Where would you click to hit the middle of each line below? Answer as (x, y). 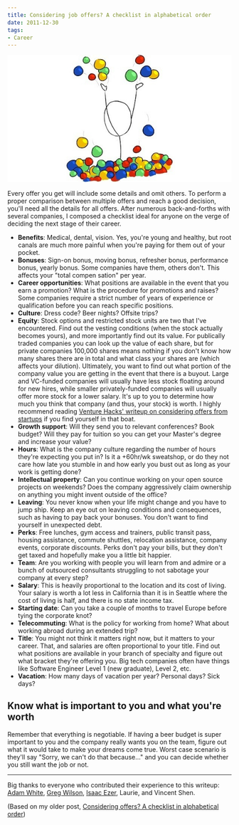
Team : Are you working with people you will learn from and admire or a (122, 562)
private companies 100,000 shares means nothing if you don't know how (124, 351)
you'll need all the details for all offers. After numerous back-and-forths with (119, 208)
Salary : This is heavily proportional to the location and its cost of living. (122, 585)
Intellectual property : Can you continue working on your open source (120, 479)
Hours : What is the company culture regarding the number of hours (117, 449)
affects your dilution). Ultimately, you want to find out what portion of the (124, 366)
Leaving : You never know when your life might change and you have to (122, 502)
